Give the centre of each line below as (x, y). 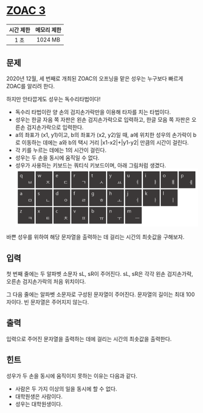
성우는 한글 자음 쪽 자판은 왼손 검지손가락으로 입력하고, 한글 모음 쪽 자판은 (102, 120)
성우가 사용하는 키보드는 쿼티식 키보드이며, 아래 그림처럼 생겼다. (91, 165)
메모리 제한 (49, 30)
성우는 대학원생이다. (39, 404)
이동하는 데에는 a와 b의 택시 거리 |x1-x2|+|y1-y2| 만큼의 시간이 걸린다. (105, 143)
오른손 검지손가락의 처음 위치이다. (46, 281)
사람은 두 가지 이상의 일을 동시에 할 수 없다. (66, 389)
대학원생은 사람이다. (39, 396)
